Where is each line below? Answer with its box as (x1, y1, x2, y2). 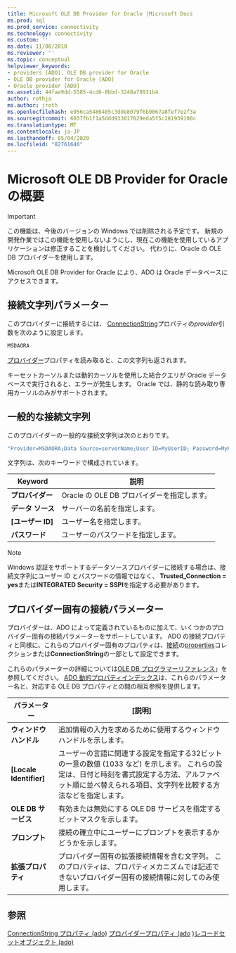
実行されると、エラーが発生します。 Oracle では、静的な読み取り (31, 379, 220, 388)
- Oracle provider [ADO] (7, 82, 80, 89)
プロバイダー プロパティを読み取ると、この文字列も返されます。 (7, 356, 190, 364)
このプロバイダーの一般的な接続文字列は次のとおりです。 (7, 430, 173, 440)
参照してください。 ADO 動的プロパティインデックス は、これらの (7, 673, 196, 682)
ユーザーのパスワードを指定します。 (61, 530, 181, 540)
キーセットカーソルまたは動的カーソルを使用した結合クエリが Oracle (7, 371, 207, 379)
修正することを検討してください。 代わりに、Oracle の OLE (50, 244, 221, 253)
